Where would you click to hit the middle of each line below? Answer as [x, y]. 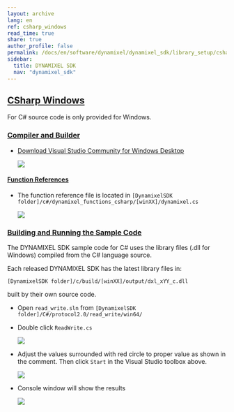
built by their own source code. [52, 295]
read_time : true [31, 33]
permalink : [23, 53]
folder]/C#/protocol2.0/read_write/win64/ [80, 315]
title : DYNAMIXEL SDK [45, 66]
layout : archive [31, 14]
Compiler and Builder [44, 135]
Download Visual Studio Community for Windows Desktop [101, 150]
